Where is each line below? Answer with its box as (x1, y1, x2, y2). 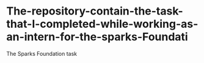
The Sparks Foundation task (6, 50, 78, 57)
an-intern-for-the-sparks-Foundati (6, 30, 188, 44)
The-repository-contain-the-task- (6, 4, 183, 18)
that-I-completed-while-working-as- (6, 17, 199, 31)
